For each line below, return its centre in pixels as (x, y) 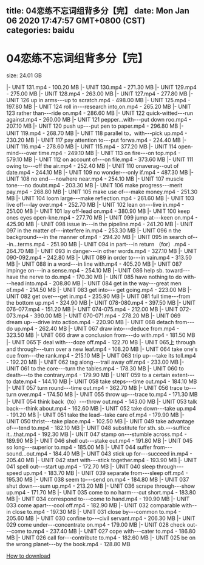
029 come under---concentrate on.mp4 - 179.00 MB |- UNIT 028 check (96, 525)
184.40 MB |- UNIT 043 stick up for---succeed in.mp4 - (122, 454)
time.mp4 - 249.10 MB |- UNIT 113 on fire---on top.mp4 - (110, 153)
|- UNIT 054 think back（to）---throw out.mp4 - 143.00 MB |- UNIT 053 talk (102, 402)
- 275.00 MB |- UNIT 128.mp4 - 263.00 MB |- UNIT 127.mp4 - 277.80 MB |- (100, 94)
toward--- (178, 271)
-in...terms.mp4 (26, 244)
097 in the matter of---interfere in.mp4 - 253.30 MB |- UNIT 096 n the (94, 231)
